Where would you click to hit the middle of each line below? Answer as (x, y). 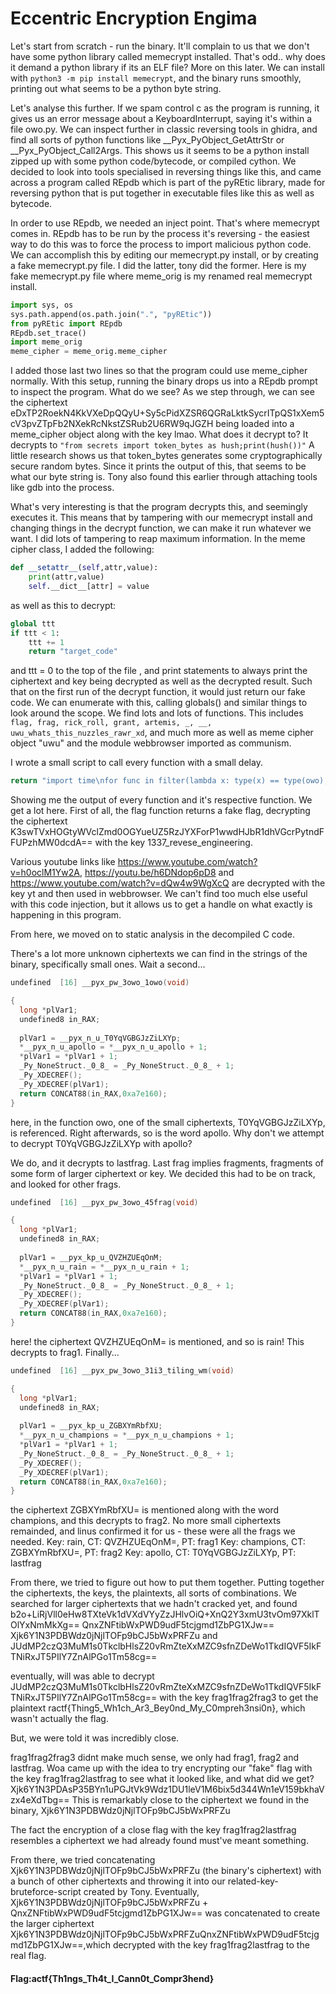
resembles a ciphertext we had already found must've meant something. (159, 1841)
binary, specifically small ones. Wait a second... (108, 964)
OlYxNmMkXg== (45, 1625)
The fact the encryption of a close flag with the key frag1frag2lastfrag (153, 1830)
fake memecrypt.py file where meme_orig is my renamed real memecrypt (161, 276)
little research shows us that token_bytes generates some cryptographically (166, 456)
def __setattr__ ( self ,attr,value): (84, 568)
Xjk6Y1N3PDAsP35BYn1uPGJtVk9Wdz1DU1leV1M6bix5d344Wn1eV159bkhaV (167, 1789)
